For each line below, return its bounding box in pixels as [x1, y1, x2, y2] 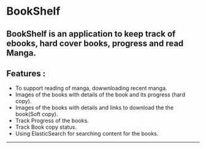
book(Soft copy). [15, 111, 58, 118]
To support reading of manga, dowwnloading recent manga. [15, 84, 167, 92]
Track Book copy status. [15, 123, 77, 131]
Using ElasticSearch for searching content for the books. [15, 130, 159, 137]
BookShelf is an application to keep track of [6, 29, 176, 39]
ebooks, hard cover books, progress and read [6, 38, 184, 48]
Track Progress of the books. [15, 117, 89, 125]
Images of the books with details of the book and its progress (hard [15, 91, 186, 98]
